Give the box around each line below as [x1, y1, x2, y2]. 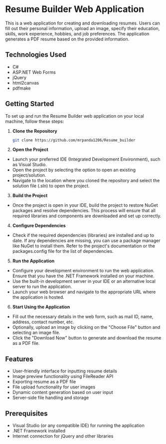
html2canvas [12, 80, 39, 86]
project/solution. [12, 172, 46, 178]
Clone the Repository [12, 128, 57, 134]
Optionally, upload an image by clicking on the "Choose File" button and [12, 324, 161, 330]
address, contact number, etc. [12, 319, 74, 325]
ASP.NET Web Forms [12, 69, 56, 75]
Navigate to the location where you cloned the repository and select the [12, 178, 160, 184]
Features [5, 354, 33, 363]
